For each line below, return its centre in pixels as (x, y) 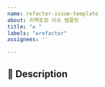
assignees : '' (28, 40)
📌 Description (37, 74)
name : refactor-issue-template (53, 14)
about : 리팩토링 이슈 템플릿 (43, 20)
